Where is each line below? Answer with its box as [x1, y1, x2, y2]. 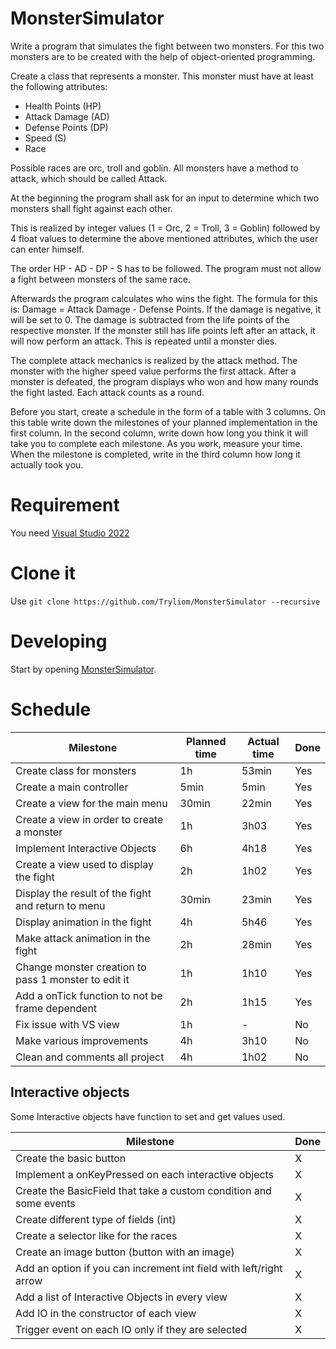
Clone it [10, 562, 77, 585]
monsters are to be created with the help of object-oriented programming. [10, 50, 316, 62]
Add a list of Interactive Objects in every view [15, 1290, 228, 1304]
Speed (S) [24, 132, 67, 144]
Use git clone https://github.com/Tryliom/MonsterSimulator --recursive [10, 595, 321, 607]
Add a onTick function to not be [15, 988, 163, 1002]
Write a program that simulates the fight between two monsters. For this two [10, 40, 325, 52]
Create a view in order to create [15, 812, 164, 826]
